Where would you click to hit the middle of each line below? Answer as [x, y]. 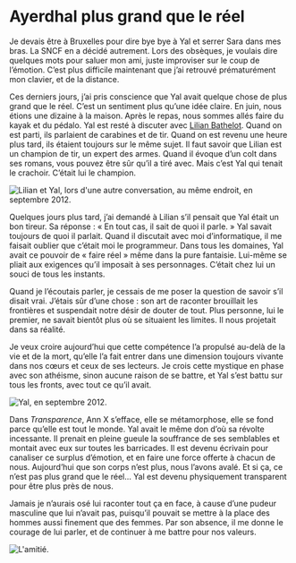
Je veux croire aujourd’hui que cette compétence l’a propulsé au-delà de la [148, 346]
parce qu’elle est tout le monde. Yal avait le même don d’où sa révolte [137, 429]
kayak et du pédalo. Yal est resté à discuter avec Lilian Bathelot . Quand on [146, 125]
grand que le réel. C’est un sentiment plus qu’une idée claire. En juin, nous [145, 106]
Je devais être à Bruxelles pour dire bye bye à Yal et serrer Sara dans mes [145, 41]
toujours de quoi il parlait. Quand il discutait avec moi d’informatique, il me [146, 235]
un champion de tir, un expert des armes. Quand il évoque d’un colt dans [143, 153]
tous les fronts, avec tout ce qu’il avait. [80, 384]
